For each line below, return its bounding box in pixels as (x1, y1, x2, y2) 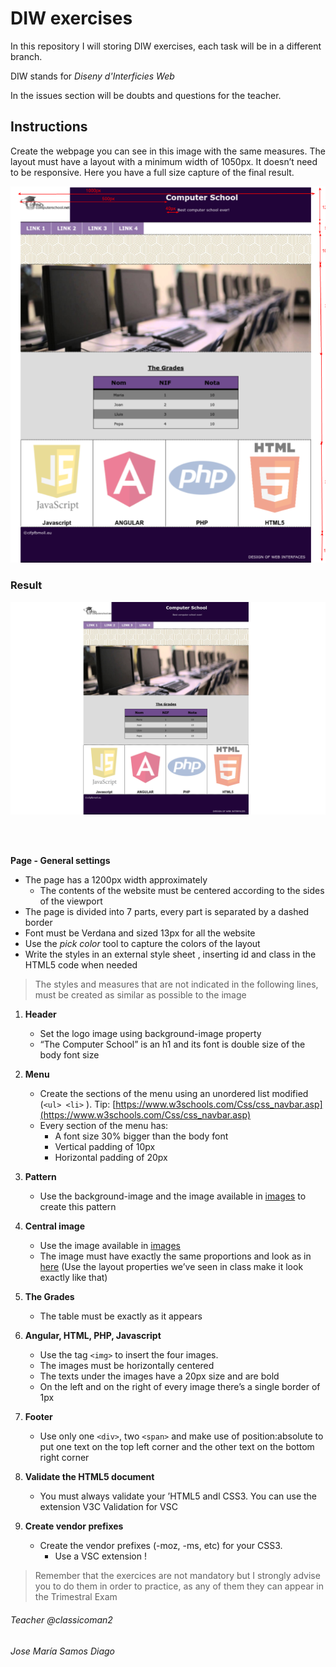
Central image (24, 1220, 85, 1232)
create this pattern (39, 1201, 117, 1213)
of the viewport (39, 895, 103, 907)
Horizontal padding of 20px (54, 1152, 168, 1164)
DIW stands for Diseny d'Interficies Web (10, 70, 175, 82)
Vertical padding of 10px (54, 1141, 156, 1153)
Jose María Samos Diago (10, 1645, 115, 1657)
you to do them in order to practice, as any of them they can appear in (34, 1580, 324, 1592)
